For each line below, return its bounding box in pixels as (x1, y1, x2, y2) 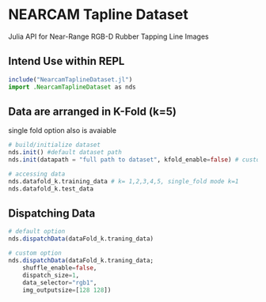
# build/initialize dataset (8, 141, 101, 149)
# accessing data (8, 170, 66, 178)
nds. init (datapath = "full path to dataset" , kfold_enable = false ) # (8, 156, 239, 164)
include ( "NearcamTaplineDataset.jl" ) (8, 75, 133, 84)
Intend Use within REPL (8, 55, 125, 68)
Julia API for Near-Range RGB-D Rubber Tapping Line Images (8, 32, 209, 41)
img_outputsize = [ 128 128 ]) (22, 286, 112, 294)
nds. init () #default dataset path (8, 149, 123, 157)
